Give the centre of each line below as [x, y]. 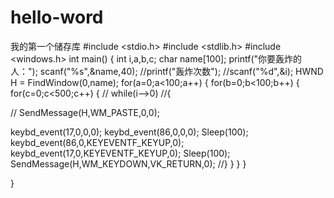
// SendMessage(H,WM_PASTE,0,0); [85, 112]
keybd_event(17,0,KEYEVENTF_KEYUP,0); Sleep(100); [120, 153]
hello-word [57, 17]
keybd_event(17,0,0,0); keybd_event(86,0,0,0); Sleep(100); [129, 132]
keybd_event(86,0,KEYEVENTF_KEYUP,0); [97, 142]
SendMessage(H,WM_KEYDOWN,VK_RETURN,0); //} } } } [128, 163]
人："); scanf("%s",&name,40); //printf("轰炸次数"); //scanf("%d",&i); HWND [167, 71]
